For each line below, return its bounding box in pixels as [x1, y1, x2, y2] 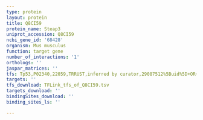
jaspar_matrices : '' [6, 65, 59, 72]
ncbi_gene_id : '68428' [6, 37, 63, 43]
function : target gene [6, 48, 63, 55]
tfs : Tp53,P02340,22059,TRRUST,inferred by [6, 71, 118, 77]
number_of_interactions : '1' [6, 54, 80, 60]
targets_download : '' [6, 88, 61, 94]
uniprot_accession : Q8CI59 [6, 32, 74, 38]
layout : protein [6, 15, 47, 21]
